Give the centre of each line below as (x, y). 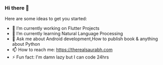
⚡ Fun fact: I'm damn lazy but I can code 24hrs (60, 57)
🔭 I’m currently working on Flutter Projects (56, 28)
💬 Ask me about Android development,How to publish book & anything (85, 39)
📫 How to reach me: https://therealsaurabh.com (62, 50)
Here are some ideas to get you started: (46, 19)
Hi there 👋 (17, 8)
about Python (26, 44)
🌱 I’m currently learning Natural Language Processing (67, 34)
